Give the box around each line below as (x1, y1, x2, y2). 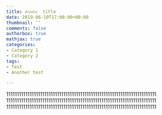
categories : (6, 42, 36, 48)
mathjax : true (6, 36, 42, 42)
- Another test (6, 69, 44, 75)
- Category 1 (6, 47, 39, 53)
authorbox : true (6, 31, 46, 37)
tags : (6, 58, 20, 64)
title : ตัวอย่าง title (6, 8, 56, 15)
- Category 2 (6, 53, 39, 59)
